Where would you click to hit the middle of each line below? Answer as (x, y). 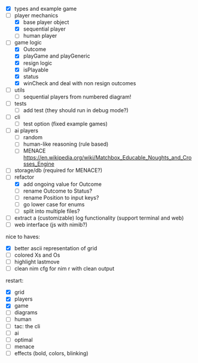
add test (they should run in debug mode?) (76, 110)
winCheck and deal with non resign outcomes (80, 83)
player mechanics (36, 16)
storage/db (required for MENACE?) (58, 170)
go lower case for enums (54, 204)
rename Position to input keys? (61, 197)
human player (40, 36)
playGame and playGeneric (57, 56)
